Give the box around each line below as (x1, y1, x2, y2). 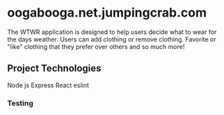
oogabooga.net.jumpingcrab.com (7, 5, 207, 21)
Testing (7, 98, 33, 108)
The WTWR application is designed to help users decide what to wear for (7, 28, 217, 36)
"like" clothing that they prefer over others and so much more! (7, 42, 185, 51)
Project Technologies (7, 62, 102, 74)
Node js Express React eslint (7, 81, 89, 89)
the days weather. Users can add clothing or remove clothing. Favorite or (7, 35, 216, 43)
